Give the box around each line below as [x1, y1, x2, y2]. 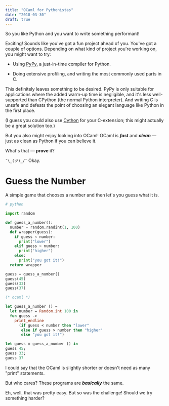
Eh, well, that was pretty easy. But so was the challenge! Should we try [5, 389, 153, 395]
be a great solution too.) [5, 123, 56, 129]
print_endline [14, 318, 44, 323]
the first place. [5, 107, 35, 114]
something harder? [5, 395, 45, 401]
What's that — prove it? [5, 148, 55, 154]
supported [5, 97, 27, 103]
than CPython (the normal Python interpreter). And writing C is [27, 97, 158, 103]
